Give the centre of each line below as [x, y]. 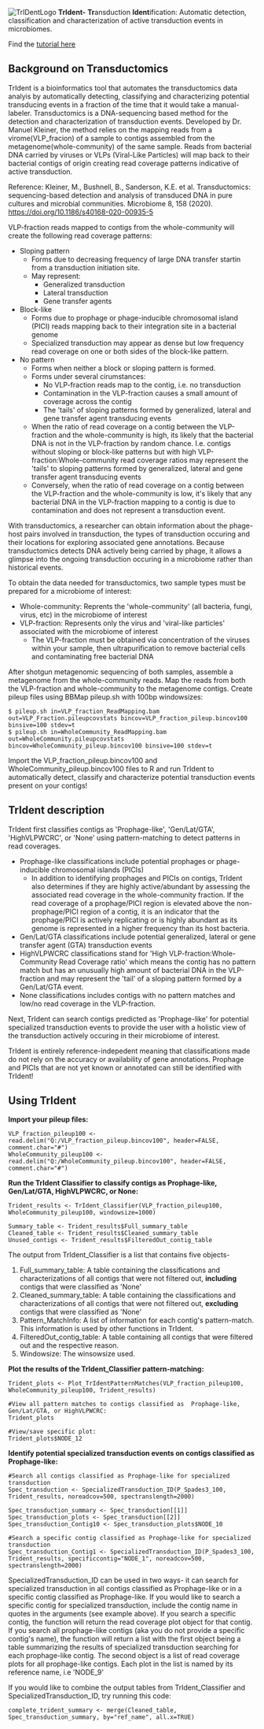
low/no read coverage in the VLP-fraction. [87, 1004]
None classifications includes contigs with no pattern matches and [127, 995]
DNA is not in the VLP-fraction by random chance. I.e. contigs [131, 443]
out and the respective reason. [69, 1345]
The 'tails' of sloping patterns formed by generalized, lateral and [147, 410]
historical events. [36, 567]
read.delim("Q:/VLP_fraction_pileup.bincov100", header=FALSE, [114, 1141]
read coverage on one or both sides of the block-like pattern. [130, 351]
